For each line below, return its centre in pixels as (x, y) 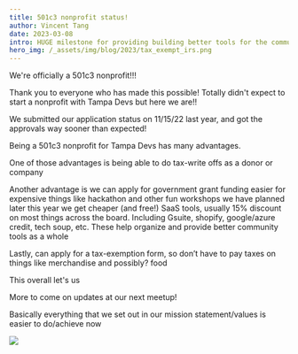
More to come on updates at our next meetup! (93, 297)
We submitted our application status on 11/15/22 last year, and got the (136, 119)
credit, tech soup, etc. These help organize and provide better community (144, 227)
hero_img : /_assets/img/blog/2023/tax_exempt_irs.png (111, 50)
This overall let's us (45, 281)
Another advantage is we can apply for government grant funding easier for (148, 189)
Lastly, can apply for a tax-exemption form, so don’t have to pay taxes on (143, 254)
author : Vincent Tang (49, 26)
